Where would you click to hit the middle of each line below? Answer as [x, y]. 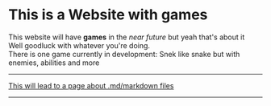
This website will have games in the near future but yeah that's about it [127, 37]
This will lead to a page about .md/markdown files [91, 85]
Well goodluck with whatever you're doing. [79, 45]
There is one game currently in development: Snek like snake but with [124, 54]
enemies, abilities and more [54, 63]
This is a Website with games [108, 15]
